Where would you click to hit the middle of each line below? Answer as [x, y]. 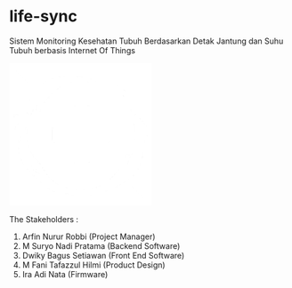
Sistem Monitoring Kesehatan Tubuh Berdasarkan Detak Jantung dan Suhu [146, 41]
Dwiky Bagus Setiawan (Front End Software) [103, 255]
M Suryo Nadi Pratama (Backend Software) [101, 245]
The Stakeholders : [44, 219]
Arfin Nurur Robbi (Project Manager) [89, 236]
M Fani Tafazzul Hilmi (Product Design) [94, 265]
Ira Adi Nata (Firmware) [65, 274]
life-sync [43, 16]
